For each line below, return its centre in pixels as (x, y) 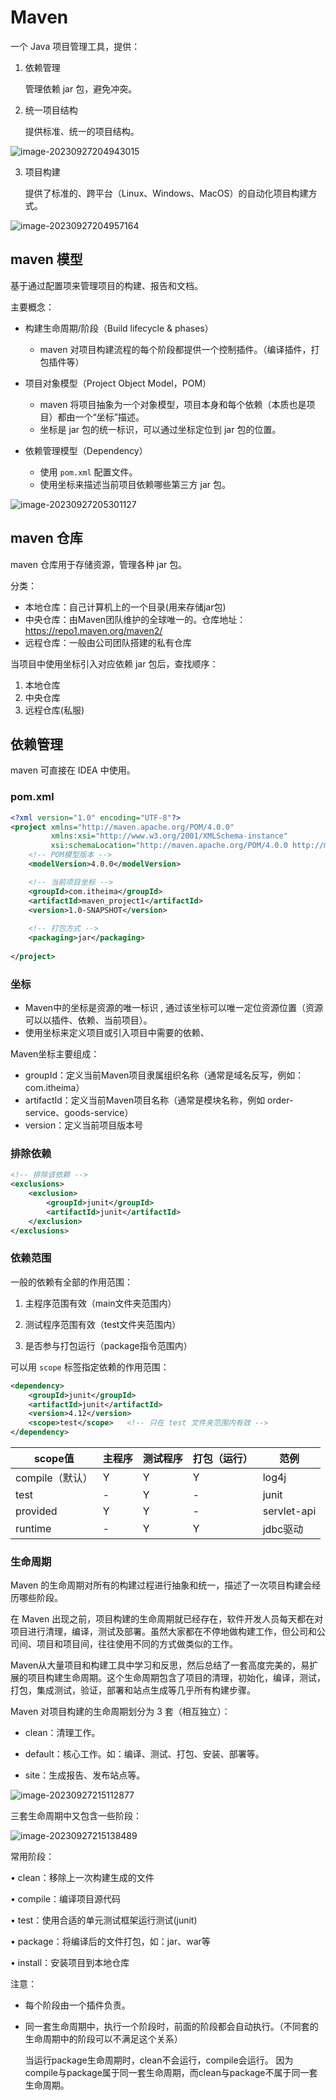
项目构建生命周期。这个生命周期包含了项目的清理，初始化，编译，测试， (176, 1678)
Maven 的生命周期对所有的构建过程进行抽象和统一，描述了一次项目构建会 (161, 1585)
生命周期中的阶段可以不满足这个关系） (103, 2039)
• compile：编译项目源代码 (65, 1899)
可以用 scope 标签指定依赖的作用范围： (90, 1367)
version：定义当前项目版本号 (84, 1125)
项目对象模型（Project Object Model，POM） (118, 383)
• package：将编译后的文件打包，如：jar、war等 (110, 1942)
